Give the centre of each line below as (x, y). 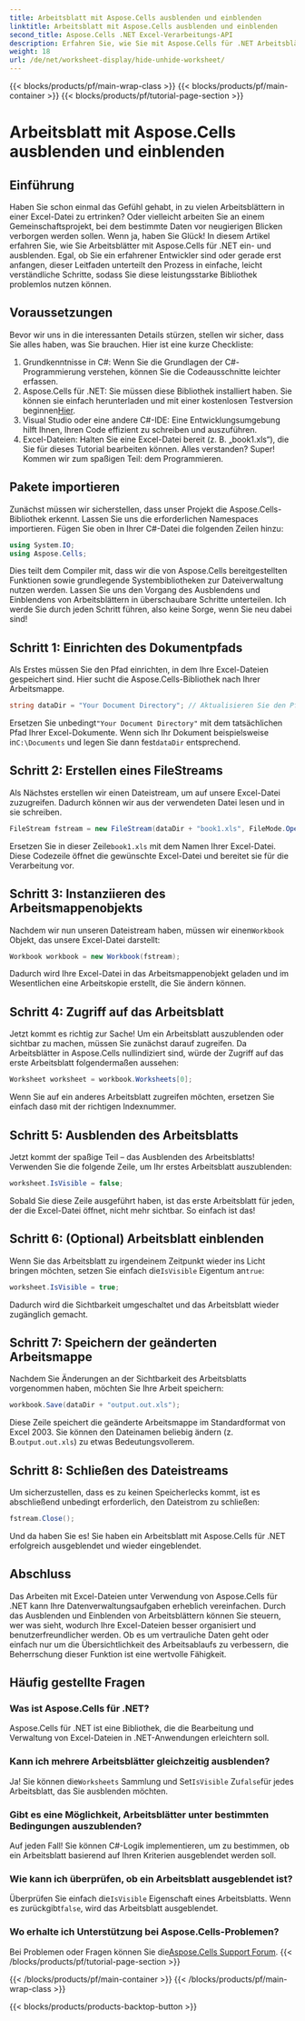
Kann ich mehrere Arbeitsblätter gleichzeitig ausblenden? (140, 1762)
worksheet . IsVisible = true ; (64, 1287)
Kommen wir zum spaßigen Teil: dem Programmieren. (123, 458)
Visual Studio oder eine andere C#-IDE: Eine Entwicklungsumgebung (151, 420)
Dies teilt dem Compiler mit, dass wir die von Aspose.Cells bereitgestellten (148, 571)
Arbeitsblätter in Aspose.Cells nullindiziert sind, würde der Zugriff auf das (147, 1053)
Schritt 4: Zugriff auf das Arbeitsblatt (117, 1011)
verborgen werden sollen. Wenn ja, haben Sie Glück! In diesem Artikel (140, 236)
